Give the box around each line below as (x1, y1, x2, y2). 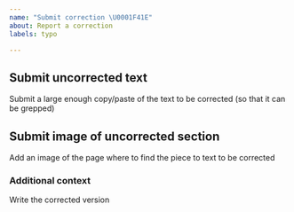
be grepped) (9, 103, 55, 114)
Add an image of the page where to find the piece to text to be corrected (9, 153, 275, 162)
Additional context (9, 174, 91, 186)
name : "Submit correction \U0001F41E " (9, 12, 153, 22)
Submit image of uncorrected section (9, 129, 220, 144)
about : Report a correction (9, 21, 114, 30)
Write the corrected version (9, 194, 110, 205)
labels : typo (9, 29, 58, 38)
